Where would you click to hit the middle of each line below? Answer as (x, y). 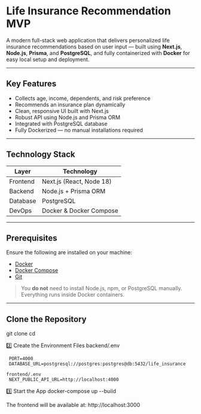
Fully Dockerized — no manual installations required (79, 130)
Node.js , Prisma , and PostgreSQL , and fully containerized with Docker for (98, 53)
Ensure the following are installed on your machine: (69, 252)
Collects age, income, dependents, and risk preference (83, 98)
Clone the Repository (46, 319)
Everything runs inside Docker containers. (72, 295)
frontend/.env (24, 375)
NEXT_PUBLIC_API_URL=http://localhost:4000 (64, 380)
